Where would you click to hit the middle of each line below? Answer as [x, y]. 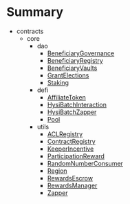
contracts [30, 31]
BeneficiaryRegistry [75, 60]
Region [57, 171]
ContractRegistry [71, 141]
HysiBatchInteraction [77, 104]
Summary [35, 12]
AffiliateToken [67, 97]
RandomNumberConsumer [85, 163]
